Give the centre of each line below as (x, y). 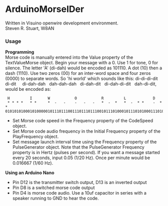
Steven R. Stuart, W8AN (30, 28)
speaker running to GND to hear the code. (55, 199)
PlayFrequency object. (35, 137)
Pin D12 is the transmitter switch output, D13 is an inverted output (79, 183)
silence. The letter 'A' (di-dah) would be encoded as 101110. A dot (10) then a (84, 68)
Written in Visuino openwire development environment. (62, 23)
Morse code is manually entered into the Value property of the (69, 57)
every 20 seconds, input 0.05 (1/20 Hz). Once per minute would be (81, 158)
